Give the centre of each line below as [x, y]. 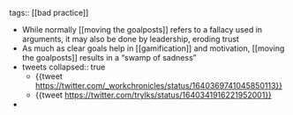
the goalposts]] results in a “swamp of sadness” [109, 57]
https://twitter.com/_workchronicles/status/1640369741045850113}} [158, 86]
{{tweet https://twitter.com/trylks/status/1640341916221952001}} [153, 95]
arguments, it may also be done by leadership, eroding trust [131, 39]
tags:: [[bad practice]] [49, 13]
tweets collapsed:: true [64, 67]
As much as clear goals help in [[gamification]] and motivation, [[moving [153, 48]
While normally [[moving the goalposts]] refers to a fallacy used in [142, 29]
